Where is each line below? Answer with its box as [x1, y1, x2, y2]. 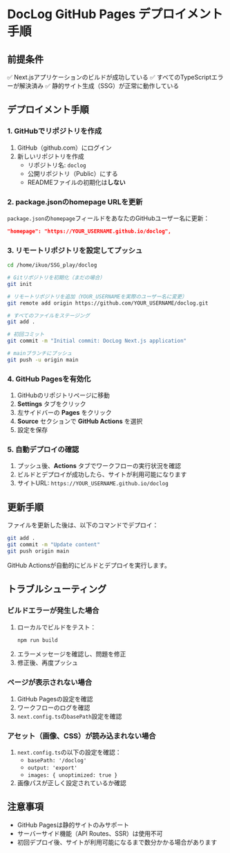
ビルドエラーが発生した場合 [7, 606, 99, 616]
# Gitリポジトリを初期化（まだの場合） [7, 274, 106, 281]
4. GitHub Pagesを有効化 [7, 374, 91, 384]
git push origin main [7, 548, 70, 555]
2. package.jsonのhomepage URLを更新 [7, 197, 143, 206]
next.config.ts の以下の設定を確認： [17, 748, 122, 756]
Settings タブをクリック [17, 399, 86, 408]
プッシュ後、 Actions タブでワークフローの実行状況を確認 [17, 462, 182, 470]
